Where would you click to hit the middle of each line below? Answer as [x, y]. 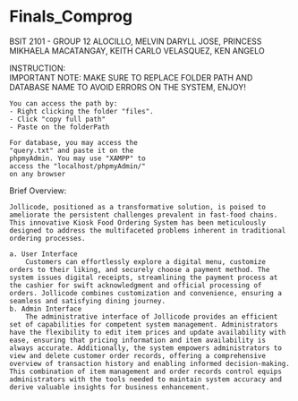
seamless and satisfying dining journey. [88, 301]
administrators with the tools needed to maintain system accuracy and [145, 379]
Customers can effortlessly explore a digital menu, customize [146, 261]
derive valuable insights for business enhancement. [110, 387]
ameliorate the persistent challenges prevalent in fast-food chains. [144, 215]
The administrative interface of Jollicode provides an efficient [152, 316]
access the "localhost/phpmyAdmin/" [77, 166]
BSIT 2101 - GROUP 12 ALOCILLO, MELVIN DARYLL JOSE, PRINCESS [136, 41]
